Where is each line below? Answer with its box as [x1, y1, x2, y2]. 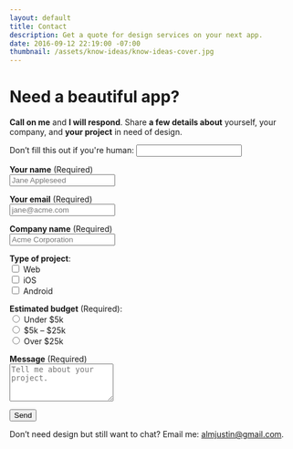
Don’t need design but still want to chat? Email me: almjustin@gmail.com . [9, 429, 285, 440]
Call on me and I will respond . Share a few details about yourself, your [9, 117, 277, 128]
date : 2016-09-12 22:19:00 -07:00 [9, 38, 141, 48]
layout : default [9, 13, 71, 23]
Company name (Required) [9, 224, 113, 235]
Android [22, 286, 53, 297]
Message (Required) [9, 353, 88, 365]
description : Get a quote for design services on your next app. [9, 30, 263, 39]
